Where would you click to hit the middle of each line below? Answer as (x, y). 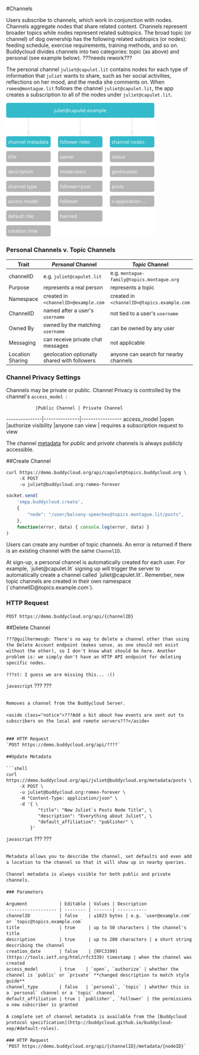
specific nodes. (26, 663)
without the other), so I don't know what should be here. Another (91, 651)
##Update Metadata (29, 757)
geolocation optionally (70, 354)
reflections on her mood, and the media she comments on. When (85, 82)
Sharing (18, 360)
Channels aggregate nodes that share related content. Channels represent (97, 26)
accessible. (20, 450)
